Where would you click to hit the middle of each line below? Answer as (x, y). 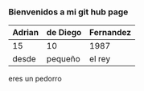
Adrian (25, 33)
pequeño (63, 59)
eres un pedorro (35, 79)
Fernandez (110, 33)
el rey (100, 59)
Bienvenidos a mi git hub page (68, 12)
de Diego (64, 33)
